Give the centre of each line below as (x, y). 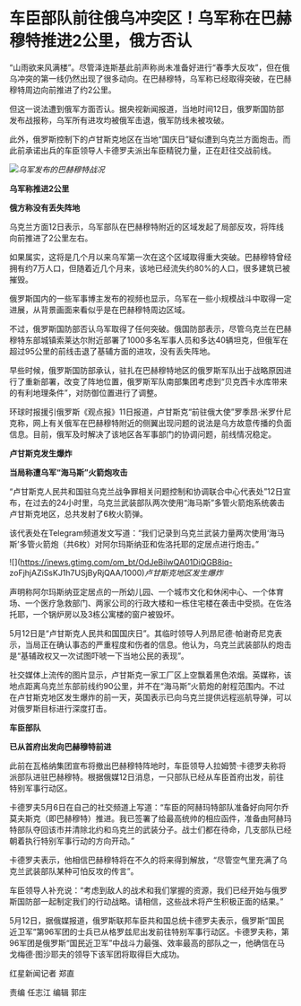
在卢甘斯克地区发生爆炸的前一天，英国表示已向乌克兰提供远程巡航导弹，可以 (150, 697)
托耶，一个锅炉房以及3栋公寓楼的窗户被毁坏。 (94, 614)
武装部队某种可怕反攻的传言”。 (82, 870)
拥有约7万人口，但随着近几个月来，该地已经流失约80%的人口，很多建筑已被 (150, 268)
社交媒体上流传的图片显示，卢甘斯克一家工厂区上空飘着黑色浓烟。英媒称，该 (150, 675)
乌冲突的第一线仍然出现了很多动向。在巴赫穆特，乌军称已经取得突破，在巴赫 (150, 78)
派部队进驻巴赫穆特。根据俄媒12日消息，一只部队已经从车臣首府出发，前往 (147, 776)
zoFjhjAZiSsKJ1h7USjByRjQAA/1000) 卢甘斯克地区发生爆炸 (116, 573)
